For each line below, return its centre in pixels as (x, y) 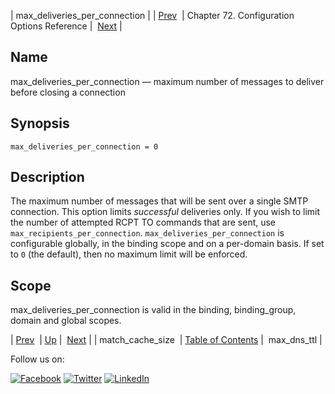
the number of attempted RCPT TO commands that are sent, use (143, 222)
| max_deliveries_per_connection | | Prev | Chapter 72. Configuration (152, 15)
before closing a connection (68, 92)
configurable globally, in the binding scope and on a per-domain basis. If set (167, 244)
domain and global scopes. (66, 321)
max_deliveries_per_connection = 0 (84, 146)
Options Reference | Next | (66, 26)
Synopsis (40, 123)
